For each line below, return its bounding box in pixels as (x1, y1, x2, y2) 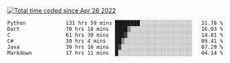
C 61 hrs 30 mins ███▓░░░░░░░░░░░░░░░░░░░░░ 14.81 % (7, 32, 224, 38)
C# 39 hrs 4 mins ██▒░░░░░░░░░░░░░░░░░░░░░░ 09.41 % (7, 38, 224, 45)
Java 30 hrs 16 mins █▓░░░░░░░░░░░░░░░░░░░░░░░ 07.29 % (7, 44, 224, 51)
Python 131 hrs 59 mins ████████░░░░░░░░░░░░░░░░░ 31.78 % (7, 20, 224, 27)
